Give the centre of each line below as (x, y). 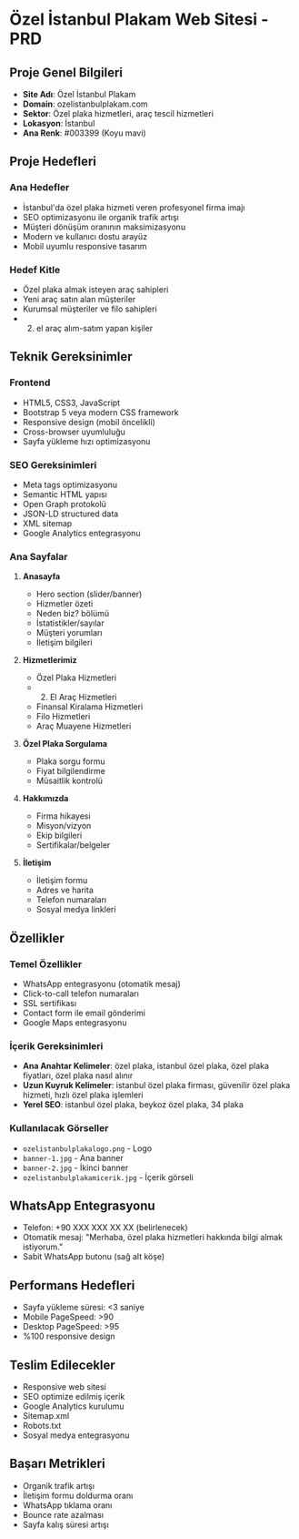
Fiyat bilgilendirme (71, 771)
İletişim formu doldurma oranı (78, 1495)
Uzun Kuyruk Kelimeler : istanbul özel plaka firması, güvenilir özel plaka (156, 1085)
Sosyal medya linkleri (76, 910)
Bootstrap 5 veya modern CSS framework (100, 412)
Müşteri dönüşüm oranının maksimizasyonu (104, 227)
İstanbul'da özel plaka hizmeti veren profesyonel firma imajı (134, 207)
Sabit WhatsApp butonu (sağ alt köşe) (94, 1257)
